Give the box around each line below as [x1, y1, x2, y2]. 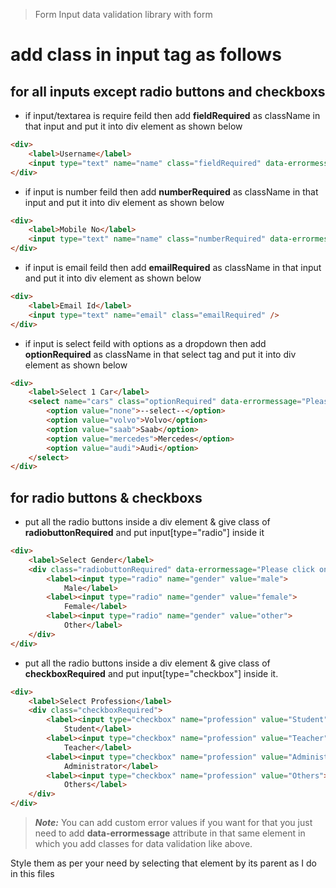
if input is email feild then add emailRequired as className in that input [24, 262, 322, 273]
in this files [10, 868, 55, 880]
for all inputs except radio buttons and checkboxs [10, 83, 326, 100]
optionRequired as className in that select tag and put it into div [24, 348, 297, 360]
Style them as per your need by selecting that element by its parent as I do [10, 857, 318, 869]
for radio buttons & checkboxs [10, 489, 203, 506]
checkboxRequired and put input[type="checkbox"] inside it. [24, 667, 279, 679]
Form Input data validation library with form [34, 9, 213, 20]
